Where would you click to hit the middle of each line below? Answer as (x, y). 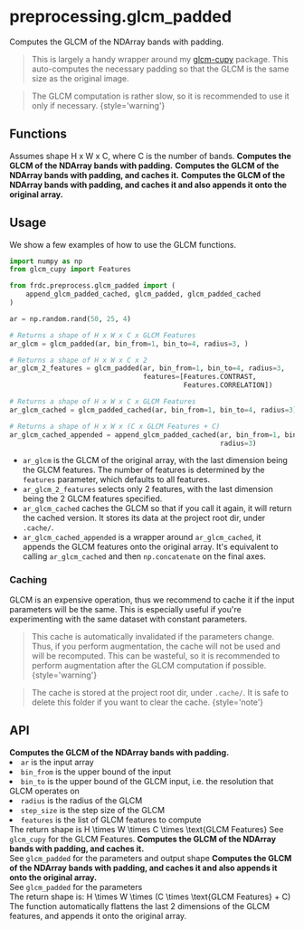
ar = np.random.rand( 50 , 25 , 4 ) (70, 318)
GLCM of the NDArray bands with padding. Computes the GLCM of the (144, 166)
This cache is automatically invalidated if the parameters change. (153, 636)
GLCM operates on (44, 791)
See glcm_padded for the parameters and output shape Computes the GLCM (151, 858)
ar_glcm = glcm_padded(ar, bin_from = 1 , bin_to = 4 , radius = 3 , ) (129, 344)
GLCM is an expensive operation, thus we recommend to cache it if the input (152, 600)
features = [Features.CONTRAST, (200, 377)
